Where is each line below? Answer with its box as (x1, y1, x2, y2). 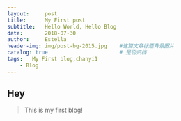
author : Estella (7, 36, 68, 43)
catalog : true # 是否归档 (7, 49, 147, 56)
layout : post (7, 10, 58, 17)
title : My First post (7, 17, 86, 24)
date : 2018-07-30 (7, 29, 77, 37)
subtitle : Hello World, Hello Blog (7, 23, 117, 30)
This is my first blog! (24, 106, 84, 115)
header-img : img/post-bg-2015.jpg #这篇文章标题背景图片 (7, 42, 175, 49)
